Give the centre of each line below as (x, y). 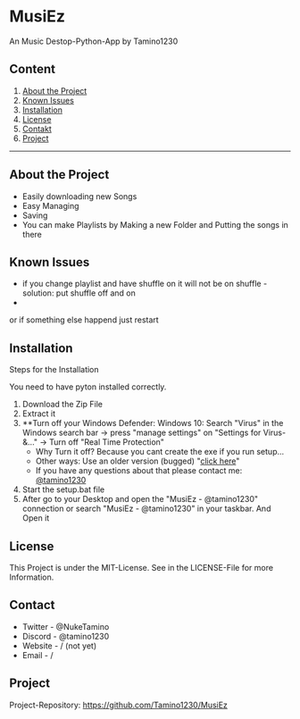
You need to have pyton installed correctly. (88, 387)
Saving (35, 215)
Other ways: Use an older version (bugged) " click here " (137, 461)
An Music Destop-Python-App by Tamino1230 (94, 41)
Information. (32, 577)
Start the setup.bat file (63, 489)
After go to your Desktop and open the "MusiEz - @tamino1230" (140, 499)
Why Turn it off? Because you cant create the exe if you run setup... (160, 452)
